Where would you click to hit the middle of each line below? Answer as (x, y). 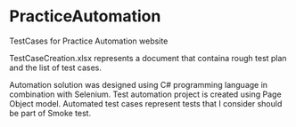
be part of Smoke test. (50, 113)
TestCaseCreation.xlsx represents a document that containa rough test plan (148, 58)
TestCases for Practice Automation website (89, 41)
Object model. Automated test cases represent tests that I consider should (146, 103)
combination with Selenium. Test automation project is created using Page (146, 94)
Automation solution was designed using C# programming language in (139, 84)
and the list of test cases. (56, 67)
